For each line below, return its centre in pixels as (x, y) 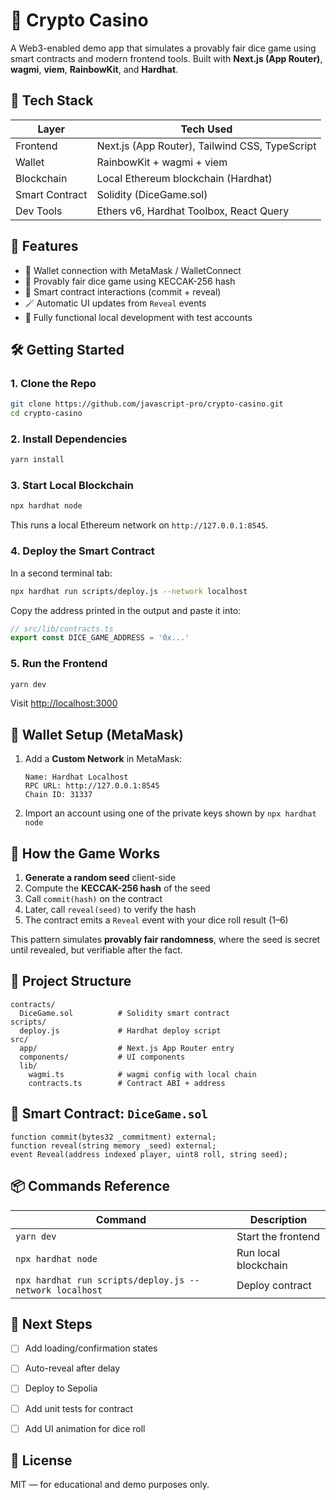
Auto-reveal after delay (72, 1368)
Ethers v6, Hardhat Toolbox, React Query (193, 211)
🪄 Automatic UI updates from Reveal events (115, 303)
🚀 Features (44, 246)
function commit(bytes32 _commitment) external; (113, 1137)
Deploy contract (274, 1285)
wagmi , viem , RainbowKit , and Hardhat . (94, 69)
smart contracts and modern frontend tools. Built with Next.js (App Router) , (166, 58)
